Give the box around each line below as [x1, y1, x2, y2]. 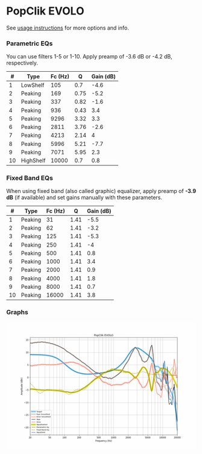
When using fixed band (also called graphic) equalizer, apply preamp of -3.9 [6, 188, 197, 195]
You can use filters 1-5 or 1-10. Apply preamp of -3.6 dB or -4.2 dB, [6, 53, 173, 60]
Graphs [6, 308, 28, 317]
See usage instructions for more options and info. [6, 24, 130, 31]
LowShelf [21, 81, 45, 89]
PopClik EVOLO [6, 4, 84, 18]
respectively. [6, 59, 38, 67]
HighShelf [21, 157, 46, 164]
